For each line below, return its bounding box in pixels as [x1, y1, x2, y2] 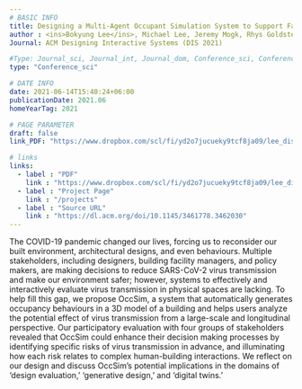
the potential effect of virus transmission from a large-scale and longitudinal [9, 313, 290, 323]
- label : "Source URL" [17, 203, 106, 212]
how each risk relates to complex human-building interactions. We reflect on [9, 351, 292, 362]
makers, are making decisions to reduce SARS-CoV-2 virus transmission [9, 265, 277, 276]
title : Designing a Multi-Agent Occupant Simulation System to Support [9, 22, 283, 31]
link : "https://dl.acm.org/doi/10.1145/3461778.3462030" [25, 212, 247, 221]
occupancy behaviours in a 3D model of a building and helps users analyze [9, 303, 288, 314]
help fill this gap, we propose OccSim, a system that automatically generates [9, 294, 293, 305]
